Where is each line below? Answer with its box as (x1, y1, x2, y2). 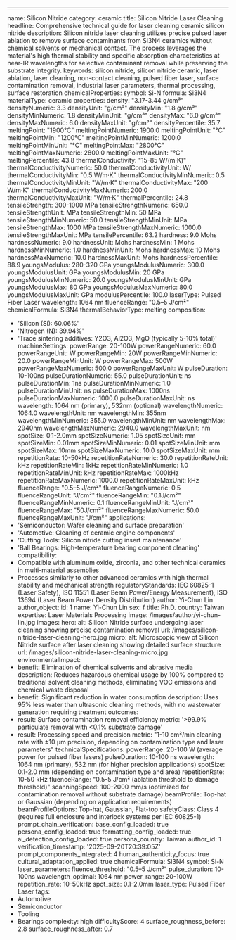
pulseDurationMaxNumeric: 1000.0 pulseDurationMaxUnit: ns (17, 394, 195, 402)
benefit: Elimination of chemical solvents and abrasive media (17, 663, 193, 671)
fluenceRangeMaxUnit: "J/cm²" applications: (17, 514, 146, 521)
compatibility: (17, 551, 58, 559)
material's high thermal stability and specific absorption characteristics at (7, 51, 220, 60)
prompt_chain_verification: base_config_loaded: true (17, 820, 169, 828)
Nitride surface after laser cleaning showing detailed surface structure (17, 641, 221, 649)
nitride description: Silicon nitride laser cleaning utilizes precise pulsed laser (7, 29, 228, 37)
